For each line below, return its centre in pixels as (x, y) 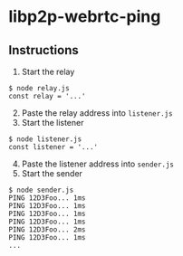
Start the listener (53, 123)
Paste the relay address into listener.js (97, 113)
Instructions (43, 50)
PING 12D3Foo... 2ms (48, 230)
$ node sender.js (41, 190)
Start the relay (48, 71)
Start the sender (52, 173)
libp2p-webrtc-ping (85, 17)
